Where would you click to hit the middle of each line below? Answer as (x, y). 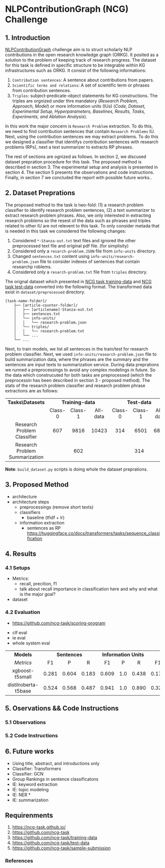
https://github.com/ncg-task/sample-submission (61, 848)
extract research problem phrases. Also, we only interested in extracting (78, 215)
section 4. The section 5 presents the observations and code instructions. (80, 172)
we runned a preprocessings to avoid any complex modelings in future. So (80, 370)
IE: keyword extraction (35, 784)
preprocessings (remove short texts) (56, 507)
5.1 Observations (26, 722)
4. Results (21, 554)
